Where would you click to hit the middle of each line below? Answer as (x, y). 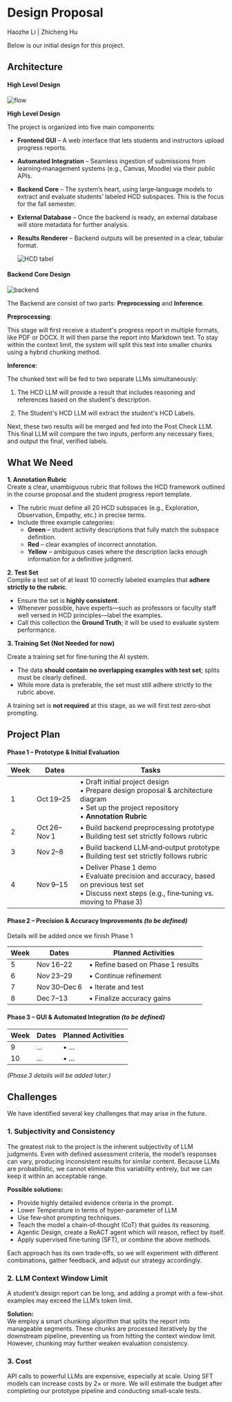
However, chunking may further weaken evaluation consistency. (98, 1343)
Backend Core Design (39, 274)
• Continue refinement (125, 976)
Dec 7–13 (52, 998)
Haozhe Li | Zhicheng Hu (42, 32)
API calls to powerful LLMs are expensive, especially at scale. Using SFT (110, 1376)
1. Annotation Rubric (37, 479)
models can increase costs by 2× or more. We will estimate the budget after (115, 1383)
